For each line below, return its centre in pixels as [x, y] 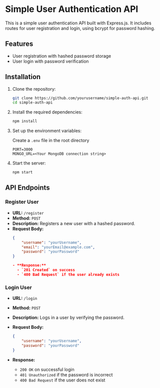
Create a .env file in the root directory [51, 140]
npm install [25, 121]
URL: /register [28, 213]
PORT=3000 [23, 150]
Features [19, 44]
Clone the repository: [34, 89]
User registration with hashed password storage [62, 56]
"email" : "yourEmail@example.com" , [58, 247]
